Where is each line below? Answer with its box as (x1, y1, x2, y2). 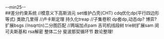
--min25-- (5, 4, 26, 10)
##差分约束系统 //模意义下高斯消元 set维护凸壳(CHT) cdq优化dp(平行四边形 (5, 10, 160, 16)
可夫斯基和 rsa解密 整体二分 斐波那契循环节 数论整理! (5, 29, 113, 34)
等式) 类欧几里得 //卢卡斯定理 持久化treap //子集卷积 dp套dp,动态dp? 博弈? (5, 16, 157, 22)
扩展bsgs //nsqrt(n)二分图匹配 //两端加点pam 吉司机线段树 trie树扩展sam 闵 (5, 22, 160, 28)
